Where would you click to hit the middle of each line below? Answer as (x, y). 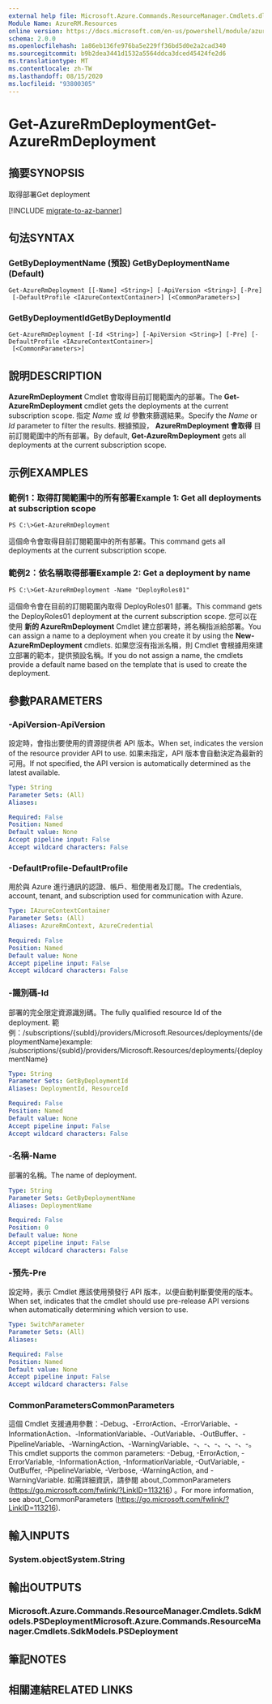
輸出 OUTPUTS (45, 1588)
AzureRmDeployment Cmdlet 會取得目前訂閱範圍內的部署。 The (115, 397)
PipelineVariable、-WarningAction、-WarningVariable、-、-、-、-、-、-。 (132, 1444)
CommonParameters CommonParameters (92, 1405)
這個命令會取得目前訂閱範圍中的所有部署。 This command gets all (117, 541)
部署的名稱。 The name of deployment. (73, 1175)
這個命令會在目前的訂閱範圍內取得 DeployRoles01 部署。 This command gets (136, 606)
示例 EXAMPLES (49, 473)
